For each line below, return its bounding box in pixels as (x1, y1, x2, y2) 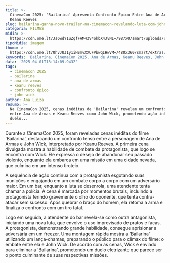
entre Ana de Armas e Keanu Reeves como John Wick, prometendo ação (10, 111, 157, 117)
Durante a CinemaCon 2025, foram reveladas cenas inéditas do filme (5, 130, 149, 136)
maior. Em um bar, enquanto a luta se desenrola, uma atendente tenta (5, 183, 150, 189)
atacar (5, 199, 19, 205)
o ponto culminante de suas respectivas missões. (5, 252, 108, 258)
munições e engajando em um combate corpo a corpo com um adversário (5, 177, 160, 183)
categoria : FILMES (5, 26, 44, 31)
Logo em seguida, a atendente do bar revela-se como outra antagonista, (5, 214, 156, 220)
